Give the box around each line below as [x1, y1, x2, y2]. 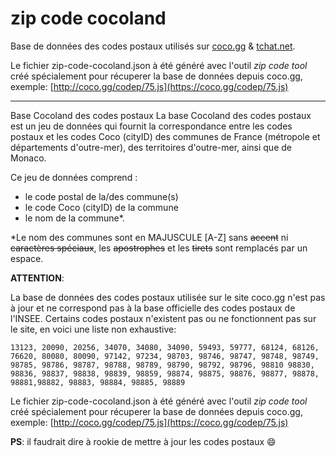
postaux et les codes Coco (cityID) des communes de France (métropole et [10, 130, 321, 142]
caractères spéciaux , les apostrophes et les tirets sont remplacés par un [10, 242, 308, 254]
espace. [10, 252, 44, 264]
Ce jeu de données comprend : [10, 171, 138, 183]
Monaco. [10, 152, 47, 164]
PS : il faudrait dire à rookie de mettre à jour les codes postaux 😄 [10, 435, 277, 447]
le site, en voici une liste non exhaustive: [10, 323, 177, 335]
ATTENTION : [10, 272, 65, 284]
